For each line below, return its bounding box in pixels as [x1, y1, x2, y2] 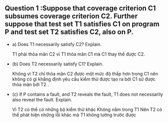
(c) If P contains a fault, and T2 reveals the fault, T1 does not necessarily [12, 91, 163, 97]
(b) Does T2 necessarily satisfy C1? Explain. [12, 61, 104, 67]
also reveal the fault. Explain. [12, 96, 72, 103]
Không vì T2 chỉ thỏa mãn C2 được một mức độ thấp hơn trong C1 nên [12, 70, 158, 76]
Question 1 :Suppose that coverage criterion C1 [5, 4, 156, 13]
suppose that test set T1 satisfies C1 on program [5, 20, 160, 28]
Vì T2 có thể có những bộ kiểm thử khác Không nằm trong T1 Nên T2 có [12, 106, 162, 112]
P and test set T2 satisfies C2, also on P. [5, 28, 134, 36]
